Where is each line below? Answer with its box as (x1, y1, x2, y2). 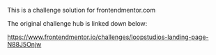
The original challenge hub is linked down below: (7, 19, 148, 27)
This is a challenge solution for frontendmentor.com (7, 6, 155, 14)
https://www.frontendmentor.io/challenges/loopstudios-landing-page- (7, 33, 209, 41)
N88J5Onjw (7, 40, 42, 48)
